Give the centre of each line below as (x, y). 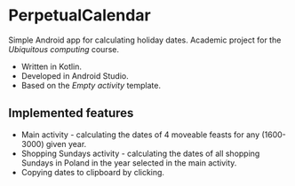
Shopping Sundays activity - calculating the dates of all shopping (140, 153)
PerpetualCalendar (80, 15)
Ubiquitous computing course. (64, 49)
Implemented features (71, 113)
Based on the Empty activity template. (91, 85)
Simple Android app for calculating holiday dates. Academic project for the (145, 40)
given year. (66, 143)
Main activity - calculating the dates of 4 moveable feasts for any (140, 135)
